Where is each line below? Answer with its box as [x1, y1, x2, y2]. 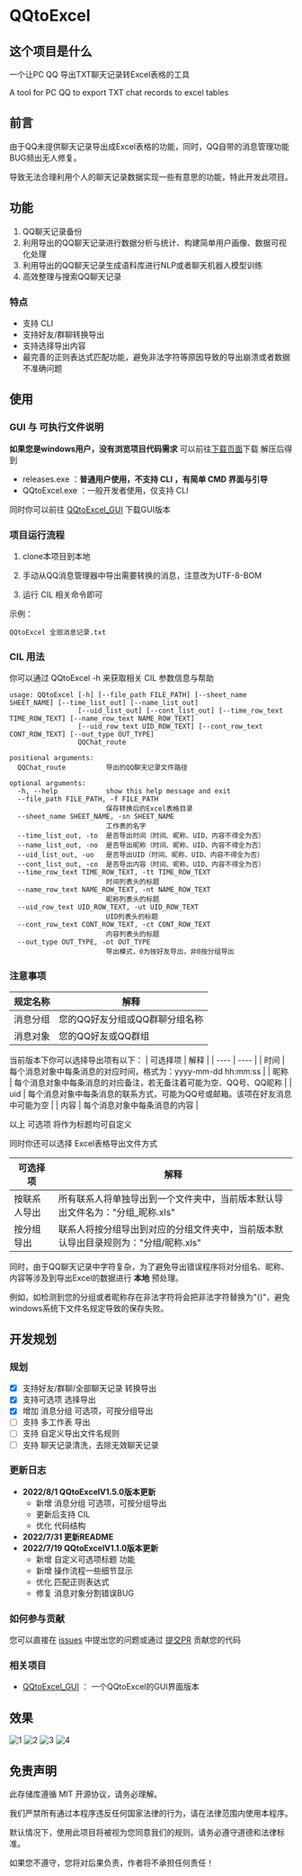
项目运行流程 [9, 529, 66, 541]
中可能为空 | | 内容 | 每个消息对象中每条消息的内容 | [9, 1100, 200, 1110]
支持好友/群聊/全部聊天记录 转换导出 [22, 1383, 157, 1394]
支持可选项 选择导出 [22, 1394, 96, 1405]
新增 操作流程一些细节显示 [35, 1564, 133, 1576]
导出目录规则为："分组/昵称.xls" [67, 1236, 202, 1248]
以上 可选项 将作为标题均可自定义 [9, 1119, 132, 1129]
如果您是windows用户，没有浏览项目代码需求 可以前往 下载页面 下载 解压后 [9, 443, 285, 454]
